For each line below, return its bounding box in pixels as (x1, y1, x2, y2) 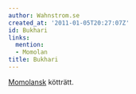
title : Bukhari (8, 56, 59, 64)
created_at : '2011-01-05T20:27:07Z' (8, 19, 130, 27)
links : (8, 33, 30, 42)
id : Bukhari (8, 26, 48, 34)
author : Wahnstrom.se (8, 11, 80, 20)
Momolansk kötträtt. (8, 77, 74, 87)
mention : (15, 41, 45, 49)
